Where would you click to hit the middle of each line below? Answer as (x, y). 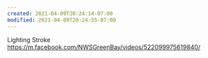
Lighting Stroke (29, 39)
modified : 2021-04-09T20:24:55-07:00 (62, 20)
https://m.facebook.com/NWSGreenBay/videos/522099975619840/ (104, 47)
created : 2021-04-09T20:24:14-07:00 (60, 13)
